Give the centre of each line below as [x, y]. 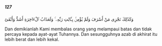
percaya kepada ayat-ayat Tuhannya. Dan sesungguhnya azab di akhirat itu [81, 34]
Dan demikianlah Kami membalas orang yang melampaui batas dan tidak [78, 29]
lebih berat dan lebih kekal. [32, 39]
